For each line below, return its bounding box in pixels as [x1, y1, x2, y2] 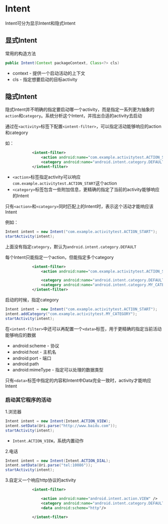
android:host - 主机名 [12, 348, 56, 355]
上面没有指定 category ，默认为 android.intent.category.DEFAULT [5, 243, 136, 249]
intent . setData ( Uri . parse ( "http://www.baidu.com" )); [5, 423, 117, 428]
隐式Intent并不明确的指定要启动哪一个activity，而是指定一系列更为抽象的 [5, 106, 155, 112]
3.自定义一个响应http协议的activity [5, 477, 76, 483]
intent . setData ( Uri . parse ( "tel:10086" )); [5, 463, 93, 468]
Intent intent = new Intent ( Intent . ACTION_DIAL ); [5, 458, 111, 463]
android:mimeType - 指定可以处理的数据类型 [12, 366, 103, 372]
